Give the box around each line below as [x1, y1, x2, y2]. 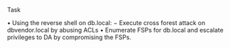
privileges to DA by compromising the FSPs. [7, 33, 132, 41]
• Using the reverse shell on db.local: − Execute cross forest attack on [7, 19, 206, 26]
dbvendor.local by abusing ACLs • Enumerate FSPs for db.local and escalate [7, 26, 224, 34]
